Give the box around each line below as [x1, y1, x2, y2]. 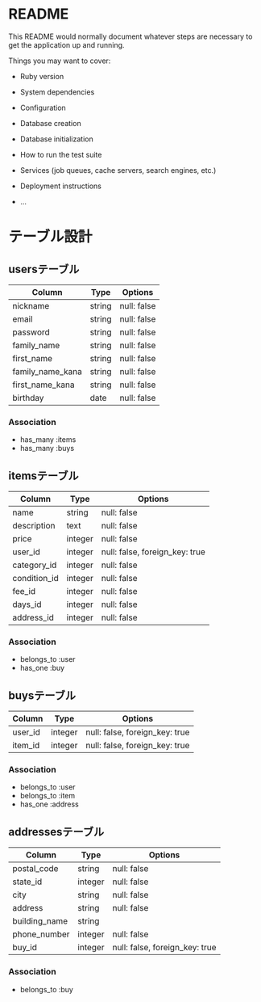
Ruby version [19, 71, 64, 81]
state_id [12, 876, 43, 887]
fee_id [12, 586, 36, 597]
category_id [12, 559, 57, 570]
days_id [12, 599, 42, 610]
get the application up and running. [8, 40, 125, 49]
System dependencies [19, 86, 95, 97]
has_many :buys [19, 444, 75, 453]
